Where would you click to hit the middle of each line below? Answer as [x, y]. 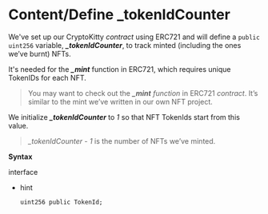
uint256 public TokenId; [61, 202]
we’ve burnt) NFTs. [40, 53]
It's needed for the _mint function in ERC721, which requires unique [120, 69]
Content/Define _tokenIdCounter [119, 15]
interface [23, 172]
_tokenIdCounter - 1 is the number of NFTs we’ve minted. [122, 141]
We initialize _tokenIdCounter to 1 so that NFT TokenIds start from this [124, 117]
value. [18, 125]
